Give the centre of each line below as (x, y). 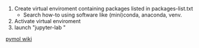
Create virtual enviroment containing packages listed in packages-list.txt (104, 9)
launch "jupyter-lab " (40, 27)
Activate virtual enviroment (48, 21)
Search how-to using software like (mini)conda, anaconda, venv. (102, 15)
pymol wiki (19, 39)
